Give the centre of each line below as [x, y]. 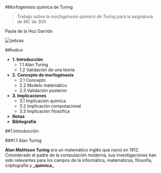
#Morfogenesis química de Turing [39, 7]
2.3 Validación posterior [43, 90]
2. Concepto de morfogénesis [43, 75]
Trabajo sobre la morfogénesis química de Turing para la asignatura [85, 16]
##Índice [14, 50]
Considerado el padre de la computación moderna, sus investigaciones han [81, 155]
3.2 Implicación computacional [50, 106]
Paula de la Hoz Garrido [29, 31]
